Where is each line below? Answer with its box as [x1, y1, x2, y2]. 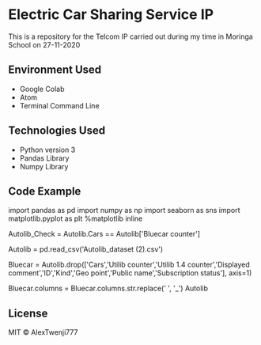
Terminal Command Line [19, 100, 100, 110]
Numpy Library [19, 161, 69, 171]
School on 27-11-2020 [8, 40, 81, 49]
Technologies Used [8, 124, 105, 138]
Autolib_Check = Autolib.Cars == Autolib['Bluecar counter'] [8, 229, 200, 239]
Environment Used [8, 63, 102, 77]
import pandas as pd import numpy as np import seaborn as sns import [8, 206, 240, 215]
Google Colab [19, 84, 65, 93]
